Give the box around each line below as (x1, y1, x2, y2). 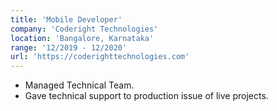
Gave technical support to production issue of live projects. (24, 90, 269, 102)
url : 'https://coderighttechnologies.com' (10, 52, 190, 62)
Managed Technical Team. (24, 79, 135, 91)
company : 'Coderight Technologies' (10, 24, 159, 34)
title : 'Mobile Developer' (10, 14, 123, 25)
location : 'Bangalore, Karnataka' (10, 33, 155, 43)
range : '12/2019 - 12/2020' (10, 42, 128, 53)
